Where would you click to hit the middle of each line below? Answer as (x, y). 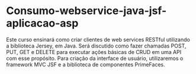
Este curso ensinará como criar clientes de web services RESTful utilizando (98, 39)
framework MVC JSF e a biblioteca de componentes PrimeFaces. (86, 64)
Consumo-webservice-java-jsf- (86, 11)
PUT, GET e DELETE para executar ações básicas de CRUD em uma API (94, 52)
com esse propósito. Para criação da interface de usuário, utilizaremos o (95, 58)
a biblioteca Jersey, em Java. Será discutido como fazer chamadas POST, (96, 46)
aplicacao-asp (42, 23)
